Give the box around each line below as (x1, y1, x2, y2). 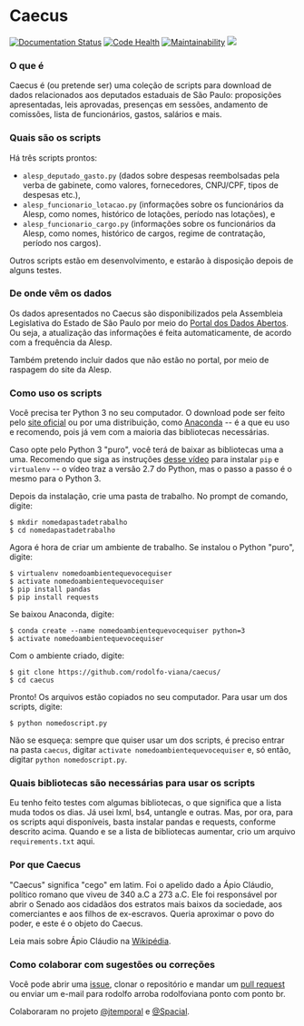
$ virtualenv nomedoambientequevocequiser (9, 569, 172, 578)
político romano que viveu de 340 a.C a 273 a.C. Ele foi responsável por (9, 889, 278, 900)
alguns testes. (9, 264, 62, 275)
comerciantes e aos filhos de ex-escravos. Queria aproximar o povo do (9, 908, 275, 919)
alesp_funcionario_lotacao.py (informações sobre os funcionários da (22, 199, 284, 210)
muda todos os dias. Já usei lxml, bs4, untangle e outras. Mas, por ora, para (9, 807, 293, 818)
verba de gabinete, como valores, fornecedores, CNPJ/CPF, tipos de (22, 179, 279, 191)
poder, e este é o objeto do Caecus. (9, 918, 143, 929)
